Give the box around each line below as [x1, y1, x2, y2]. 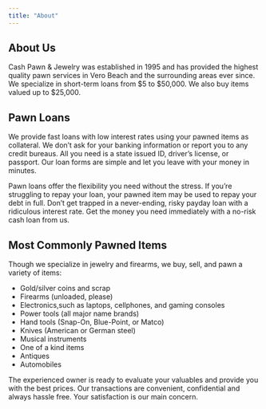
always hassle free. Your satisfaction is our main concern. [8, 392, 198, 402]
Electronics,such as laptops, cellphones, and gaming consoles [19, 301, 225, 310]
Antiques [19, 352, 50, 361]
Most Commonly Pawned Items [8, 238, 168, 252]
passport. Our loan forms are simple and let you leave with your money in [8, 157, 250, 167]
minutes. [8, 166, 38, 175]
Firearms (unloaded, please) [19, 292, 113, 301]
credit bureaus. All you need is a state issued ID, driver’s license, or [8, 149, 229, 159]
